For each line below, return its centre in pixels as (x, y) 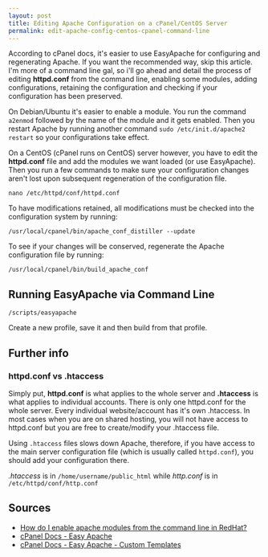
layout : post (30, 16)
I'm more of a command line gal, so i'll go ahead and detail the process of (130, 71)
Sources (30, 508)
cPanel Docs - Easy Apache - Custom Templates (101, 544)
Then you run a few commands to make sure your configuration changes (129, 170)
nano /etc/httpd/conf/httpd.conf (64, 194)
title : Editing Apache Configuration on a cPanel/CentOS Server (118, 23)
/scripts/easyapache (43, 313)
